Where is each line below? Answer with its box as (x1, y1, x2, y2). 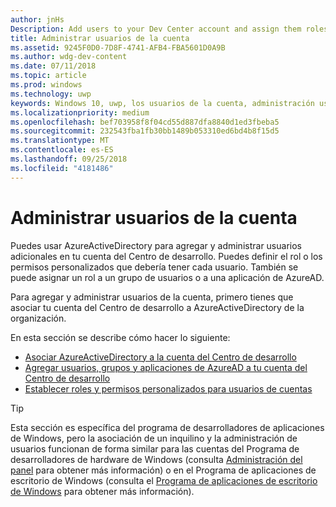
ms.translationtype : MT (10, 136, 110, 146)
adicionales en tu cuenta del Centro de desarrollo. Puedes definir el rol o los (10, 250, 323, 262)
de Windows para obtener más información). (10, 485, 195, 497)
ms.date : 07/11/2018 (10, 61, 97, 71)
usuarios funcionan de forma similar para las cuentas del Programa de (10, 442, 300, 455)
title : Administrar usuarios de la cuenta (10, 33, 190, 43)
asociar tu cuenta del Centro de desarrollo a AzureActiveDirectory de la (10, 301, 305, 313)
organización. (10, 312, 67, 324)
